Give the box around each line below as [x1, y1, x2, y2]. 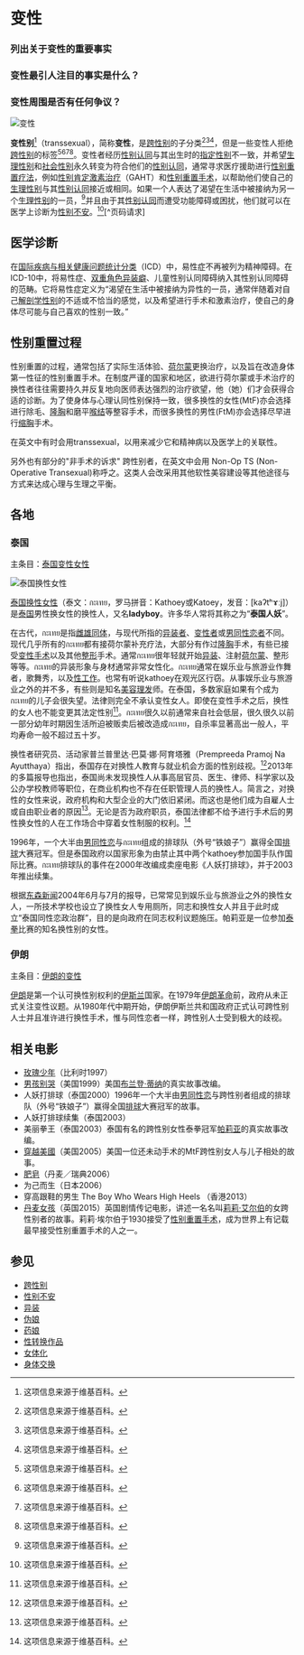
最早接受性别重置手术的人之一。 [23, 1225, 143, 1235]
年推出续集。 [10, 870, 58, 881]
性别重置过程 [10, 335, 82, 350]
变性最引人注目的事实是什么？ [10, 70, 141, 82]
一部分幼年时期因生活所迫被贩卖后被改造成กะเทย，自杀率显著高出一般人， [10, 718, 282, 729]
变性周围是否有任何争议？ [10, 96, 122, 108]
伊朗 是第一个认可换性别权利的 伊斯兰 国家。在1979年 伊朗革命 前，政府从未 [10, 990, 281, 1000]
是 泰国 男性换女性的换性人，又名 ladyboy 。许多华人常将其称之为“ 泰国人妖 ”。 [10, 609, 294, 619]
